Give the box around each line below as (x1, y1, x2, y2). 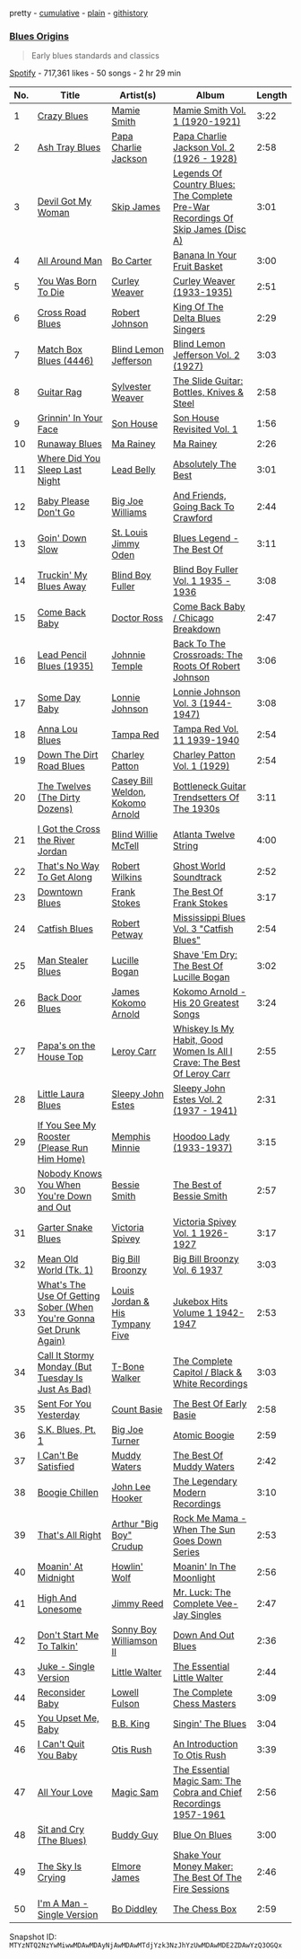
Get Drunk (37, 1324, 81, 1337)
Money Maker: (173, 1860, 234, 1873)
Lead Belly (111, 463, 156, 476)
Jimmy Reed (111, 1598, 164, 1610)
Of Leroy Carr (173, 1068, 231, 1081)
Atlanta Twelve (173, 828, 236, 841)
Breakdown (173, 623, 221, 636)
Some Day (37, 692, 82, 704)
